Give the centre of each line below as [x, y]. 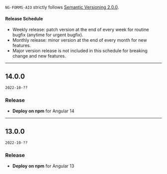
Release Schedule [24, 18]
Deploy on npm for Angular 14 [43, 111]
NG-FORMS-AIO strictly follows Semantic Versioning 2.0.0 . [62, 7]
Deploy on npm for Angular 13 [43, 166]
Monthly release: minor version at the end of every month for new [80, 40]
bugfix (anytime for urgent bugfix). [48, 35]
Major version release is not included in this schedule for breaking [80, 51]
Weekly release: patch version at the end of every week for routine [81, 30]
